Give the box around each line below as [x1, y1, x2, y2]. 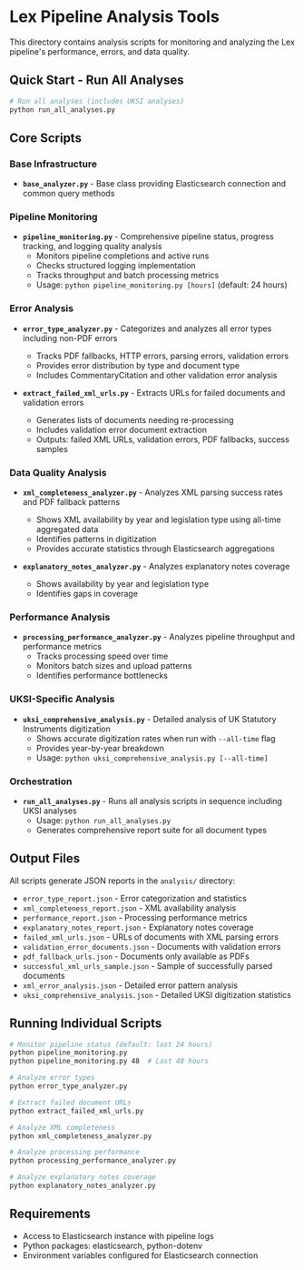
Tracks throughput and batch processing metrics [35, 270, 220, 281]
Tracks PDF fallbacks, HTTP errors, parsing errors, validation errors [35, 350, 289, 361]
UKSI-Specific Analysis [9, 693, 115, 706]
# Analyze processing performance [9, 1148, 141, 1157]
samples [35, 443, 68, 454]
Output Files [9, 851, 80, 866]
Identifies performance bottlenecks [35, 670, 168, 681]
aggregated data [35, 524, 99, 535]
